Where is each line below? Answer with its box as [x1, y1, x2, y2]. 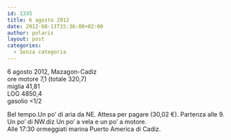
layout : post [7, 36, 45, 43]
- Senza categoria [13, 49, 67, 56]
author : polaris [7, 29, 54, 37]
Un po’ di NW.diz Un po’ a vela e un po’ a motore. [7, 117, 147, 126]
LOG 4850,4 [7, 89, 43, 97]
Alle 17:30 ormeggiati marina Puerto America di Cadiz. [7, 125, 161, 133]
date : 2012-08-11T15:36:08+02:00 [7, 23, 104, 30]
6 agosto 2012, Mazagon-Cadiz [7, 67, 97, 76]
